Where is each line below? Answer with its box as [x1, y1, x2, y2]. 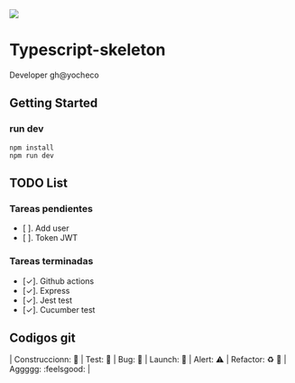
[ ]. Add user [22, 223, 69, 233]
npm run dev [9, 150, 54, 160]
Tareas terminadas [9, 255, 94, 268]
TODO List [9, 176, 68, 191]
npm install [9, 143, 54, 152]
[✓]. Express [22, 285, 70, 296]
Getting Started [9, 96, 98, 111]
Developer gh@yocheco [9, 69, 99, 80]
